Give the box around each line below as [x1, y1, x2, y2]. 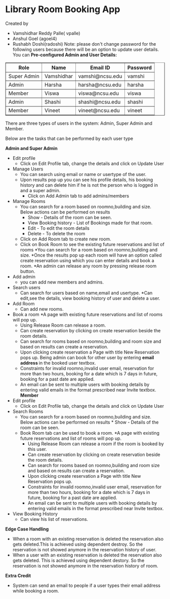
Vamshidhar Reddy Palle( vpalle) [12, 30, 80, 36]
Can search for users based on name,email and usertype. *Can [20, 290, 153, 296]
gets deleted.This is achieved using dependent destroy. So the [12, 541, 143, 547]
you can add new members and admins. [20, 279, 104, 285]
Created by [5, 20, 29, 26]
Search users [12, 284, 40, 290]
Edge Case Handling [5, 526, 49, 532]
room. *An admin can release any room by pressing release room [20, 263, 157, 269]
